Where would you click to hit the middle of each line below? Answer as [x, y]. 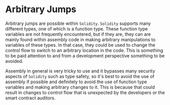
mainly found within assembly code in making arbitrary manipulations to [80, 40]
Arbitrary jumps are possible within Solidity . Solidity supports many [78, 23]
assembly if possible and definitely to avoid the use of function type [76, 82]
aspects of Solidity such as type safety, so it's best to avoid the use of [80, 76]
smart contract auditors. [30, 98]
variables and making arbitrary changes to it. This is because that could [80, 87]
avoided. [14, 61]
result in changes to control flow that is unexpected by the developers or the [85, 92]
